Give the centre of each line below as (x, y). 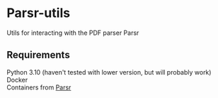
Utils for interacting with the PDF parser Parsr (73, 33)
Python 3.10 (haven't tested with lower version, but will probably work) (109, 72)
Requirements (38, 55)
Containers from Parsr (39, 87)
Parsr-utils (39, 13)
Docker (17, 80)
